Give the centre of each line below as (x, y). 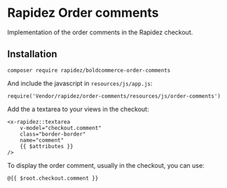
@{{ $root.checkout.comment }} (53, 178)
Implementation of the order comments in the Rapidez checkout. (100, 32)
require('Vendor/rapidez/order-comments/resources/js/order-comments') (114, 96)
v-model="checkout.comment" (61, 128)
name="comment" (42, 140)
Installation (32, 54)
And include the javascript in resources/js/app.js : (80, 83)
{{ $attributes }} (47, 146)
